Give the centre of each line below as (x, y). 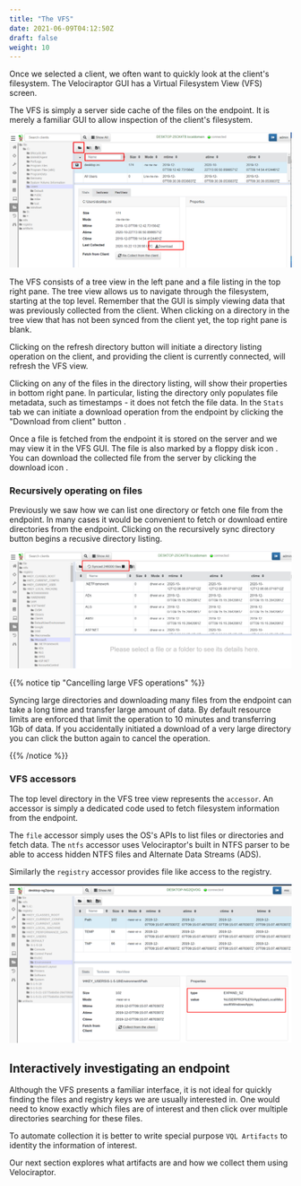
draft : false (34, 38)
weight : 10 (30, 48)
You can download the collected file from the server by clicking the (133, 458)
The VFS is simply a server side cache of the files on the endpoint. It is (140, 110)
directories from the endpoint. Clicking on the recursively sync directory (142, 529)
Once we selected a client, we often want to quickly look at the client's (139, 74)
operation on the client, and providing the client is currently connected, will (147, 356)
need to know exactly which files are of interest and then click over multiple (149, 1109)
